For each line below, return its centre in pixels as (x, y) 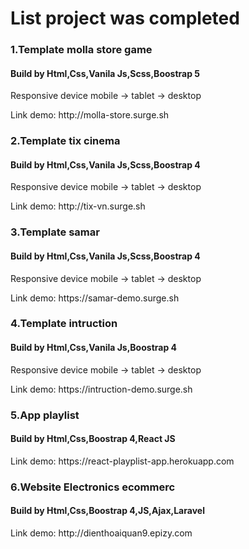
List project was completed (125, 18)
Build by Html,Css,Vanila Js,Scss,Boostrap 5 (105, 73)
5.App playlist (45, 415)
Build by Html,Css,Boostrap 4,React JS (93, 439)
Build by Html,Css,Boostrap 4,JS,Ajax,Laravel (107, 511)
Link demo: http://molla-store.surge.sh (90, 115)
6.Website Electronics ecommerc (93, 487)
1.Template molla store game (81, 50)
